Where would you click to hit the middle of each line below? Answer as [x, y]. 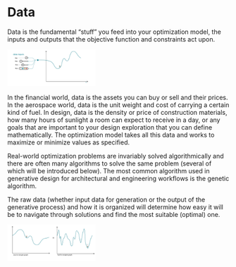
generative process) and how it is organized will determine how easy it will [115, 207]
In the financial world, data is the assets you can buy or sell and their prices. [118, 97]
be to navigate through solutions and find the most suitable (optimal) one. [114, 214]
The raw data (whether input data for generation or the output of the [106, 199]
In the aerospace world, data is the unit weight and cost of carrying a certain [118, 105]
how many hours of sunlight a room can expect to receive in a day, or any [114, 120]
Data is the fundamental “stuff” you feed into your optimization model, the [114, 32]
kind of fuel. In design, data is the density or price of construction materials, [117, 112]
